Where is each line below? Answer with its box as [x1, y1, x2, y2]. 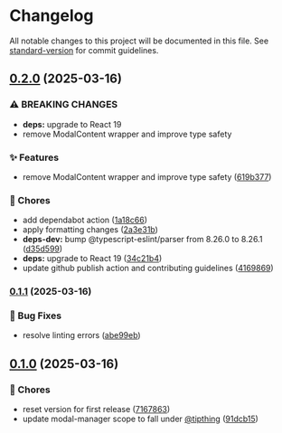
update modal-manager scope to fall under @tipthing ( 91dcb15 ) [22, 413, 259, 425]
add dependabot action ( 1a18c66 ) [22, 214, 147, 226]
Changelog [9, 5, 94, 26]
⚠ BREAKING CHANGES [9, 99, 118, 111]
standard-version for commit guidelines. [9, 44, 159, 55]
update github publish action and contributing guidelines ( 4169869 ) [22, 263, 274, 274]
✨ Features [9, 151, 60, 164]
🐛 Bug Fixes [9, 309, 61, 322]
